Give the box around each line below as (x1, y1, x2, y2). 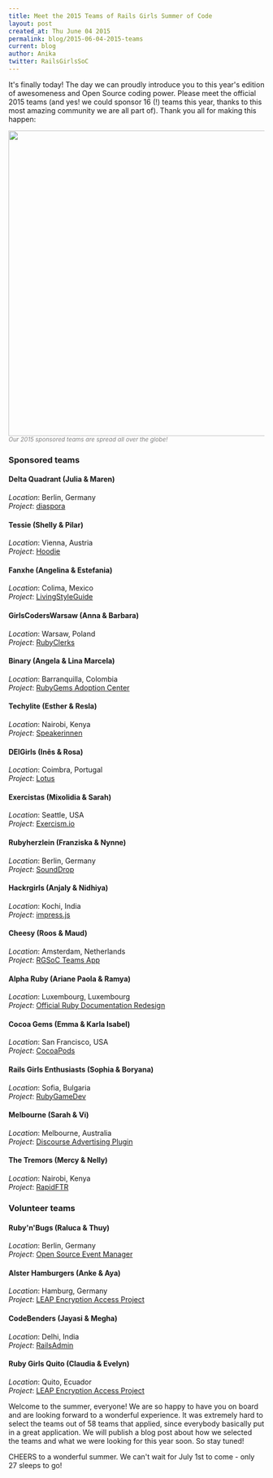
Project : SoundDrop (8, 864, 75, 874)
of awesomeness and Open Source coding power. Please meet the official (8, 88, 257, 98)
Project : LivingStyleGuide (8, 592, 93, 602)
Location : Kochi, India (8, 901, 81, 910)
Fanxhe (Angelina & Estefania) (8, 565, 113, 575)
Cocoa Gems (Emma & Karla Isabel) (8, 1019, 131, 1028)
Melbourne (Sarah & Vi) (8, 1110, 89, 1120)
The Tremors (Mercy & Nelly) (8, 1156, 108, 1165)
